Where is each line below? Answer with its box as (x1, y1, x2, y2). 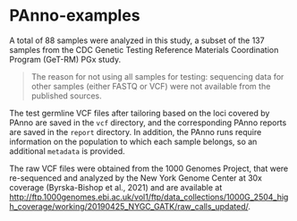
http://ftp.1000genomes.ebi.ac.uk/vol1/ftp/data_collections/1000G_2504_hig (9, 191, 289, 202)
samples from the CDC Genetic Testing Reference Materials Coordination (9, 44, 279, 55)
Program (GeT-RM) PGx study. (9, 54, 122, 64)
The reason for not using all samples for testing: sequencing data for (30, 71, 284, 81)
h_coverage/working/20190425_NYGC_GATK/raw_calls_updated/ (9, 200, 249, 211)
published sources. (30, 90, 103, 101)
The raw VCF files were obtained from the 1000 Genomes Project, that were (9, 163, 289, 174)
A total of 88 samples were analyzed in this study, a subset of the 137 (9, 35, 266, 46)
